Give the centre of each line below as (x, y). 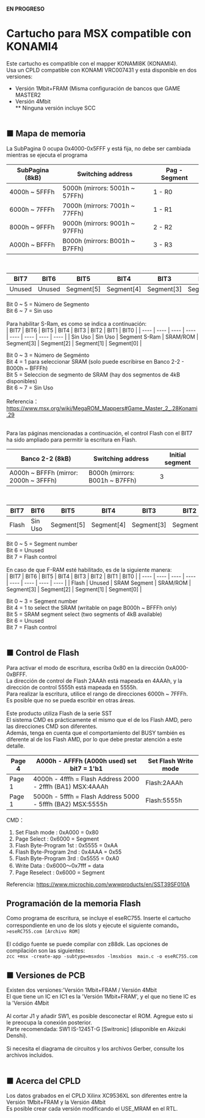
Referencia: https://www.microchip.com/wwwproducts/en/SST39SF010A (98, 884)
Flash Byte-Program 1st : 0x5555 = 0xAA (66, 845)
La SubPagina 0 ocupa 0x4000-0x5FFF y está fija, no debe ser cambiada (99, 148)
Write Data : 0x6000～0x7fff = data (59, 865)
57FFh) (73, 195)
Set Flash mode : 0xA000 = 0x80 (57, 832)
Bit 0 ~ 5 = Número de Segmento (48, 304)
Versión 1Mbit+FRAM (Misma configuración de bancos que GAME (98, 88)
